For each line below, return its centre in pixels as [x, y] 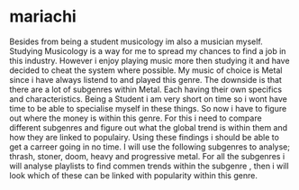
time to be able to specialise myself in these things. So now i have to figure [148, 108]
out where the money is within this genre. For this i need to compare [136, 118]
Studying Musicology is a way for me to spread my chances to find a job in [148, 50]
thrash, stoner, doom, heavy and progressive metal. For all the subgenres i [147, 156]
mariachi [43, 17]
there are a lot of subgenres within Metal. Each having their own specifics [145, 89]
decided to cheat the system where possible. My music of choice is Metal [146, 70]
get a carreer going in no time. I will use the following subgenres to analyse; [150, 147]
